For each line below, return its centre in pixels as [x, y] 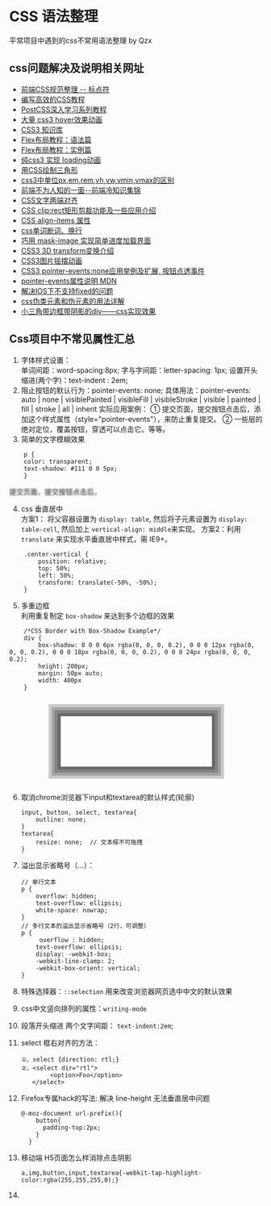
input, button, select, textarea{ [79, 812]
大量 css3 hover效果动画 [62, 119]
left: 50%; [56, 575]
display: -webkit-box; [74, 954]
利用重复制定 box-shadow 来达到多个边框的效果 [98, 616]
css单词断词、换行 [52, 230]
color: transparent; [58, 461]
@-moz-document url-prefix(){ [72, 1113]
